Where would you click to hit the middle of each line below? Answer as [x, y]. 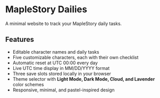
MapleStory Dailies [46, 9]
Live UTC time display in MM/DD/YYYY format [61, 68]
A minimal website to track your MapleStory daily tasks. [64, 23]
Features [20, 40]
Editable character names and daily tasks [56, 52]
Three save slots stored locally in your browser [62, 73]
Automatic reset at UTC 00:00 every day [55, 63]
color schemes [28, 84]
